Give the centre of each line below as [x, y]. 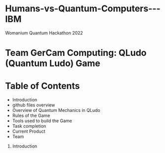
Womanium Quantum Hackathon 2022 [44, 33]
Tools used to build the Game [42, 121]
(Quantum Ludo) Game [53, 64]
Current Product [29, 131]
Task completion [29, 126]
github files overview [34, 105]
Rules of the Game [31, 116]
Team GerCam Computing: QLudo [76, 53]
